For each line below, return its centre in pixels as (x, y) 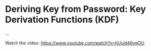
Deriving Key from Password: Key (75, 9)
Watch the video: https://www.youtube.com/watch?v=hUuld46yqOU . (75, 43)
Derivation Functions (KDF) (62, 20)
